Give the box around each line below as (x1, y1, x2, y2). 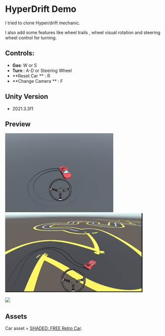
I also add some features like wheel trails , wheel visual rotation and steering (5, 29, 161, 35)
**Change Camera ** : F (12, 78, 63, 84)
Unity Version (5, 93, 48, 101)
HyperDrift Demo (5, 3, 77, 15)
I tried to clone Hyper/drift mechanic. (5, 20, 81, 26)
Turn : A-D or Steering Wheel (12, 67, 72, 73)
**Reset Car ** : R (12, 73, 50, 79)
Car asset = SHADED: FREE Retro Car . (5, 326, 82, 332)
